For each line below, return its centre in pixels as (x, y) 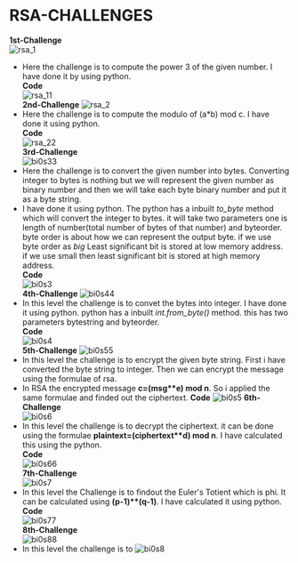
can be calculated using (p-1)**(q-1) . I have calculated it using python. (152, 501)
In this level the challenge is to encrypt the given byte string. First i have (154, 359)
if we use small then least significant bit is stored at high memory (141, 255)
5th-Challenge (49, 350)
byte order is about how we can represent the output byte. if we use (147, 237)
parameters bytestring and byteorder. (91, 322)
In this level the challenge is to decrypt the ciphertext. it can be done (148, 426)
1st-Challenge (36, 40)
